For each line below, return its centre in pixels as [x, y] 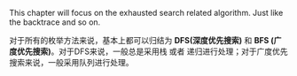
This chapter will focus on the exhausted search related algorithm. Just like [146, 13]
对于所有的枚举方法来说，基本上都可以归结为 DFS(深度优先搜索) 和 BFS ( [142, 40]
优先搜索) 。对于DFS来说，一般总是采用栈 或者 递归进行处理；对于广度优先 [152, 51]
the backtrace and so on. [55, 22]
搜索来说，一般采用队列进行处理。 [71, 62]
